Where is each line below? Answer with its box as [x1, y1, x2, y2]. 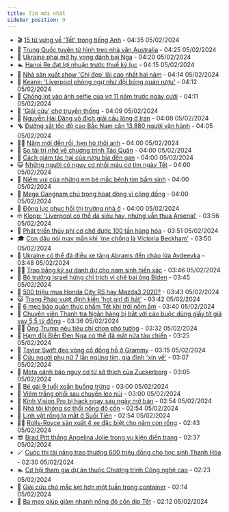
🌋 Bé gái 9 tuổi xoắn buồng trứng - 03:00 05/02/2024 [16, 382, 169, 390]
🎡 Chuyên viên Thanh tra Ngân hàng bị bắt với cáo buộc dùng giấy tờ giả [16, 309, 222, 318]
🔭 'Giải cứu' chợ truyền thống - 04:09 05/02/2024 [16, 107, 159, 115]
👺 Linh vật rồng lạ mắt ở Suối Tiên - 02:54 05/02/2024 [16, 411, 171, 420]
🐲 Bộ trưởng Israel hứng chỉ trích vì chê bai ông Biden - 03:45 [16, 273, 190, 281]
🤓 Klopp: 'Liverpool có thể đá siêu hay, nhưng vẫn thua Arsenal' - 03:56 [16, 212, 220, 220]
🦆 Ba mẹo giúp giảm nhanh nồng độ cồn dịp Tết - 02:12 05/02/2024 [16, 497, 208, 505]
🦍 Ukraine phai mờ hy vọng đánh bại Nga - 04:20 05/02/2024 [16, 53, 191, 61]
